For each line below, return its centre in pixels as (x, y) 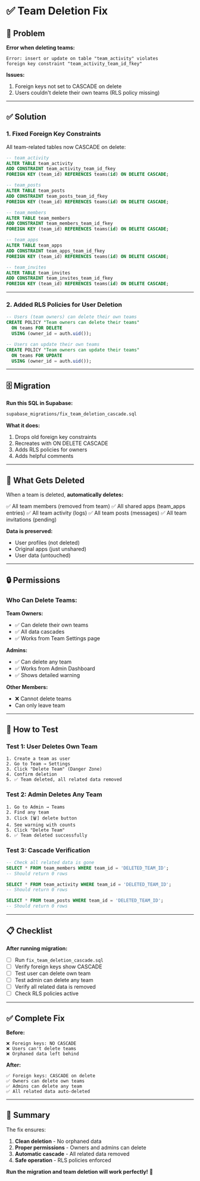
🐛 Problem (26, 33)
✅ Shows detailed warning (47, 675)
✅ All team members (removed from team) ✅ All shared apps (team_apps (96, 506)
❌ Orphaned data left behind (43, 1054)
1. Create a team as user (38, 759)
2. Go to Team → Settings (38, 764)
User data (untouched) (43, 555)
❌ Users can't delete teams (41, 1049)
